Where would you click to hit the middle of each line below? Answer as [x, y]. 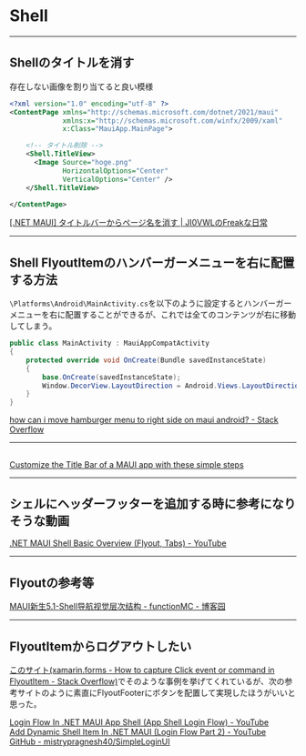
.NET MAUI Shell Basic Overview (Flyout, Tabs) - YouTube [118, 543]
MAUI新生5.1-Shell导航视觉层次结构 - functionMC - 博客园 [117, 607]
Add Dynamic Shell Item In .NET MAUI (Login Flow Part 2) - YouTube [138, 732]
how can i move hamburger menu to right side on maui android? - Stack [144, 420]
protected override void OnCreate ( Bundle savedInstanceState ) [146, 360]
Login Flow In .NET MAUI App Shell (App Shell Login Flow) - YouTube [139, 722]
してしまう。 [33, 326]
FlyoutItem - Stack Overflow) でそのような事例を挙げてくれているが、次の [147, 681]
